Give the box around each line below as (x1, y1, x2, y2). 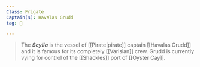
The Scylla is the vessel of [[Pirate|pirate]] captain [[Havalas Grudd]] (20, 41, 192, 48)
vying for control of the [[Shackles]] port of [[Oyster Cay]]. (20, 54, 166, 62)
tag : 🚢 (6, 20, 23, 26)
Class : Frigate (6, 8, 44, 15)
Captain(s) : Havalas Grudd (6, 14, 74, 20)
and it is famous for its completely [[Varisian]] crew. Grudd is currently (20, 48, 195, 55)
